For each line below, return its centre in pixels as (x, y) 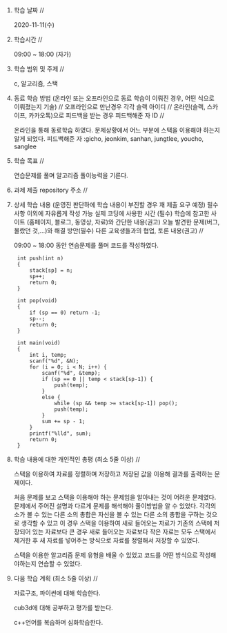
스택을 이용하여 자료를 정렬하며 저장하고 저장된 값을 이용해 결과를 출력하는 (113, 474)
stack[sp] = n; (51, 271)
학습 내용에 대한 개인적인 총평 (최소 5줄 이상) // (77, 459)
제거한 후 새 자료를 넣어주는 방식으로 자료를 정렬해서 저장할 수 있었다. (107, 540)
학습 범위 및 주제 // (39, 69)
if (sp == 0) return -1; (65, 313)
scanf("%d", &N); (54, 361)
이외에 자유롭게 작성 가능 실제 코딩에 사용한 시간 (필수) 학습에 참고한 (118, 213)
